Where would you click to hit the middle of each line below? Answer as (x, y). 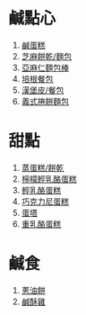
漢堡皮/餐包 (43, 90)
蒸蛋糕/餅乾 (43, 167)
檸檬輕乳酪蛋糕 (49, 179)
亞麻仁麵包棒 (45, 67)
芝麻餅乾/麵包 (47, 56)
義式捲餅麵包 (45, 101)
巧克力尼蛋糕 (45, 201)
